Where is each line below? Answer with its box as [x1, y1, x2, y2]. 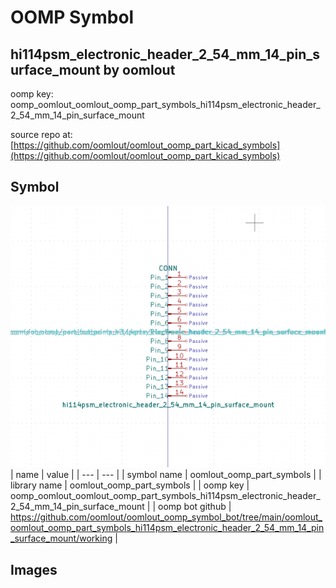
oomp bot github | [158, 501, 232, 513]
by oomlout [103, 61, 176, 78]
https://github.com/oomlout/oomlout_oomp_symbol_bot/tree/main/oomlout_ [10, 511, 323, 523]
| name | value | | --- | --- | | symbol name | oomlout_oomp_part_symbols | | [10, 469, 322, 481]
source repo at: [10, 129, 73, 140]
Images [10, 561, 58, 578]
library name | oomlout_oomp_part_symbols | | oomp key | [10, 479, 250, 491]
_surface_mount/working [10, 532, 113, 545]
